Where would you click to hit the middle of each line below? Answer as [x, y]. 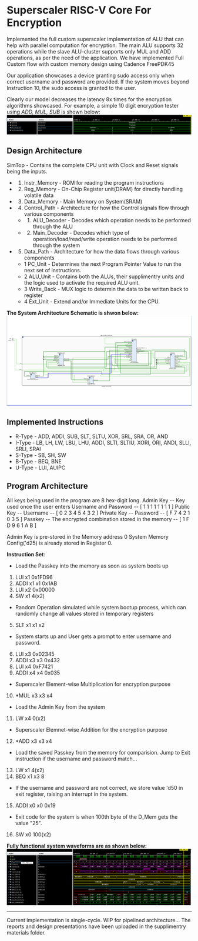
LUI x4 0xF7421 [34, 666]
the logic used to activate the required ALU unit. [82, 282]
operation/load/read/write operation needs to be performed [105, 239]
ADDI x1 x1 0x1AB [36, 583]
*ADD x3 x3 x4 [33, 741]
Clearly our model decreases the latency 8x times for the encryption [89, 99]
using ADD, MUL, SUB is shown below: [53, 112]
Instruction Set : [26, 554]
